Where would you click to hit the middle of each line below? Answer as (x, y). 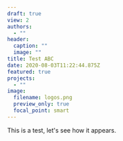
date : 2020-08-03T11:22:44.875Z (54, 65)
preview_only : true (41, 104)
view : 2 (18, 20)
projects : (21, 78)
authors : (20, 26)
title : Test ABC (30, 59)
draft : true (24, 14)
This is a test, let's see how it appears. (61, 130)
